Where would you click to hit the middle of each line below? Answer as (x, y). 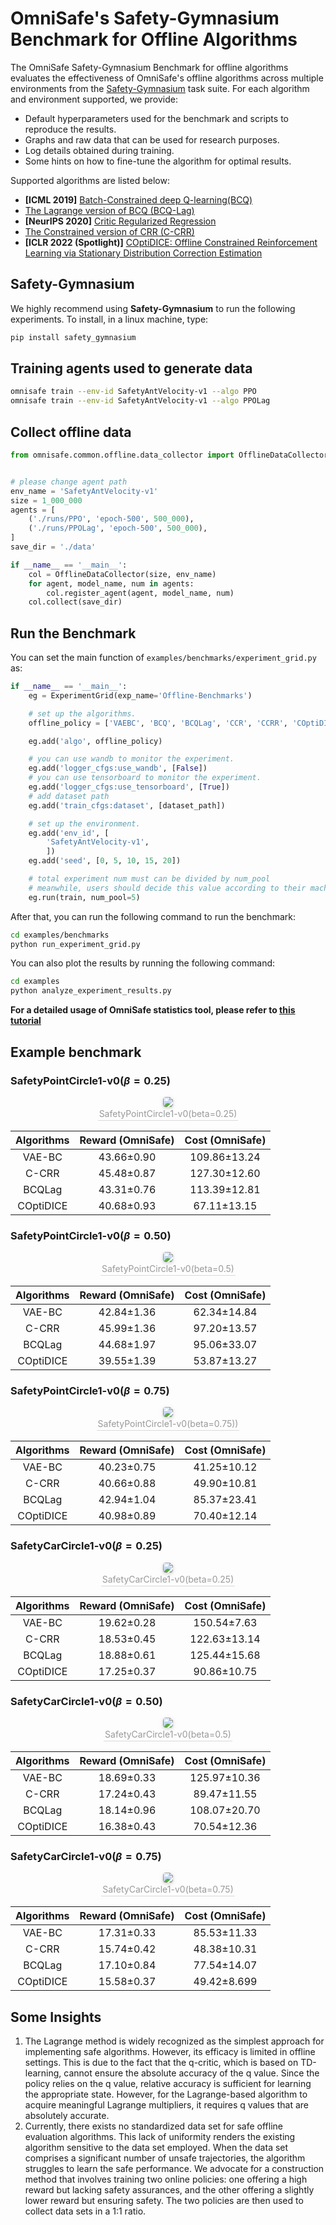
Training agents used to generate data (131, 368)
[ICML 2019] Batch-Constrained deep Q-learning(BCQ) (138, 199)
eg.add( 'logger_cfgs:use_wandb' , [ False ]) (118, 768)
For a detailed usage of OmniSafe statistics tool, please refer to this (153, 1010)
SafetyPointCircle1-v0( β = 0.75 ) (90, 1391)
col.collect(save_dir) (75, 602)
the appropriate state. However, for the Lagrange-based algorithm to (166, 2094)
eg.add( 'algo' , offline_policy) (95, 741)
